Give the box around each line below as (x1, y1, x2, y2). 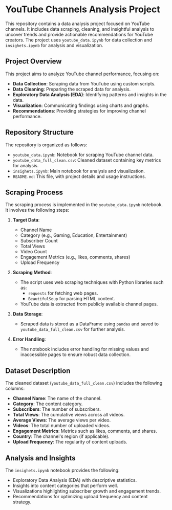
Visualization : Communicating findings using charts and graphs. (12, 102, 149, 108)
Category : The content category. (12, 401, 83, 407)
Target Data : (12, 217, 40, 223)
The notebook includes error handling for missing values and (20, 346, 149, 352)
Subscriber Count (20, 238, 58, 244)
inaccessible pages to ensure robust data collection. (20, 351, 131, 358)
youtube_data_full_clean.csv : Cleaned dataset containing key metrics (12, 157, 161, 163)
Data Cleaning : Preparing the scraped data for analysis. (12, 86, 131, 92)
